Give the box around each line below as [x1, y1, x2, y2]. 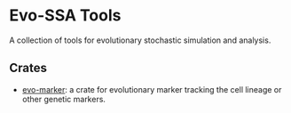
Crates [9, 61, 47, 76]
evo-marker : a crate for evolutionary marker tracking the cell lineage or [21, 84, 282, 94]
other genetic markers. [21, 93, 106, 104]
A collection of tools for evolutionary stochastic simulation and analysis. [9, 35, 271, 45]
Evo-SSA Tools [9, 5, 122, 26]
